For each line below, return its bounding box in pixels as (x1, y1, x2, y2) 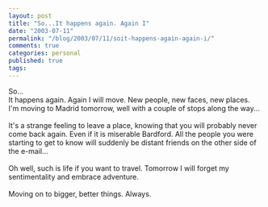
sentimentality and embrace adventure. (8, 172, 139, 181)
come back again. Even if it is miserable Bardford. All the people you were (8, 129, 254, 139)
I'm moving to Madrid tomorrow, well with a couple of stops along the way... (8, 103, 261, 113)
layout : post (8, 11, 52, 20)
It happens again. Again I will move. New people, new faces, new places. (8, 94, 250, 105)
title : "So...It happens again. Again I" (8, 19, 150, 27)
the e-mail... (8, 146, 48, 155)
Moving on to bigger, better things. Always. (8, 188, 152, 198)
